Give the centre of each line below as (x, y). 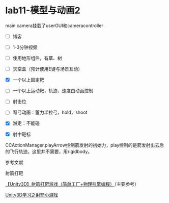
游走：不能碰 (26, 123)
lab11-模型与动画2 (43, 10)
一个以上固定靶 (28, 80)
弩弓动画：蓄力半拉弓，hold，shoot (50, 112)
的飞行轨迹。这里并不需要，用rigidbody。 (49, 151)
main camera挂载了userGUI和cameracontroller (54, 26)
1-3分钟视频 (25, 47)
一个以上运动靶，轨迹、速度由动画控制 (53, 91)
